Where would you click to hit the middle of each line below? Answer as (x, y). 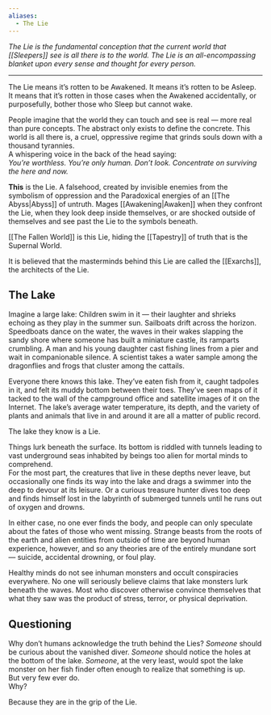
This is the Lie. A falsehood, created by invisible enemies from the (118, 187)
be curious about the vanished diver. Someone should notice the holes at (130, 652)
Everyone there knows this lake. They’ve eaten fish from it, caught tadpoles (134, 381)
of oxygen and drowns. (47, 507)
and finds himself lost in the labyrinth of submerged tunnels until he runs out (135, 498)
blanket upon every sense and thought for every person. (102, 63)
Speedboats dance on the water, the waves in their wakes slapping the (126, 331)
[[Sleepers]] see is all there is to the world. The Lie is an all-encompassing (132, 55)
